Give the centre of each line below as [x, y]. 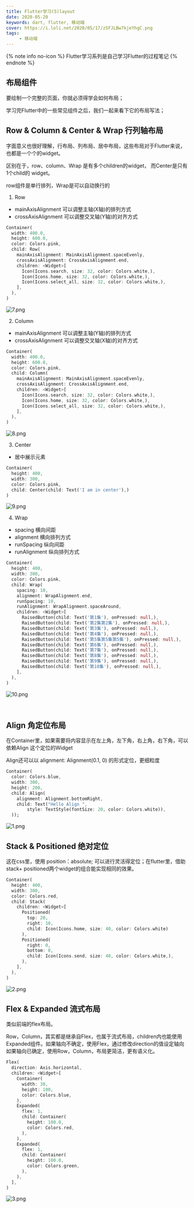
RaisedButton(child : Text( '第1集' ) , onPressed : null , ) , [90, 618]
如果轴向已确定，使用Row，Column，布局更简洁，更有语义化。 [82, 1051]
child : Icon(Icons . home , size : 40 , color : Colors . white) [98, 929]
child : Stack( [28, 901]
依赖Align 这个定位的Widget [39, 748]
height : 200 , [27, 788]
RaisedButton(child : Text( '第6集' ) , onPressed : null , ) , [90, 645]
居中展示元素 [30, 457]
